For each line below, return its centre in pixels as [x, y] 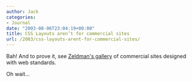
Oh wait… [18, 74]
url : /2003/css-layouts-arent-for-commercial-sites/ [73, 39]
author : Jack [22, 12]
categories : [21, 17]
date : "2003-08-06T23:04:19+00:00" [51, 28]
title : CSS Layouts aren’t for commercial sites [68, 34]
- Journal [19, 23]
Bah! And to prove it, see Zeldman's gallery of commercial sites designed [96, 56]
